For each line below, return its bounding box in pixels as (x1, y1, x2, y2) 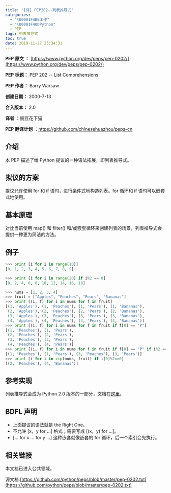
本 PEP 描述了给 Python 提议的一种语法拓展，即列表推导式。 (5, 157, 132, 163)
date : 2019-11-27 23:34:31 (5, 41, 63, 46)
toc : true (5, 36, 26, 41)
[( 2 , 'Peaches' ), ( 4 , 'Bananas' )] (5, 361, 79, 366)
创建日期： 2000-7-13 (5, 93, 51, 100)
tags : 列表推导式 (5, 31, 38, 36)
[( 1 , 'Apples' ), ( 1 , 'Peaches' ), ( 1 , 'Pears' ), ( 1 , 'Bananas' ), (5, 304, 145, 309)
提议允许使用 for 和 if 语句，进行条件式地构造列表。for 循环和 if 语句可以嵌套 (5, 187, 165, 194)
